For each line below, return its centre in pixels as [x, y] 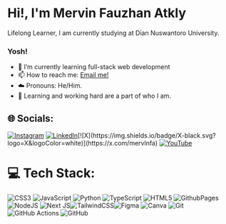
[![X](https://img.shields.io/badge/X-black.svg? [147, 136]
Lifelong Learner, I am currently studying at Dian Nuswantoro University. [113, 33]
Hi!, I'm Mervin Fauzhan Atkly [97, 13]
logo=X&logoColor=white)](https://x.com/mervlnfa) [83, 143]
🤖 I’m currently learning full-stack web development [94, 67]
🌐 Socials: [31, 118]
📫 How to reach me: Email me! [63, 75]
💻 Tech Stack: [51, 173]
